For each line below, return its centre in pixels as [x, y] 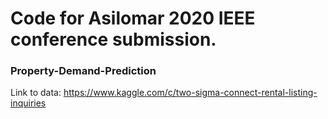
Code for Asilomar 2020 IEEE [133, 18]
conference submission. [113, 39]
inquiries [28, 103]
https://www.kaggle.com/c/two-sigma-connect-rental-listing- [190, 93]
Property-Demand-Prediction [83, 71]
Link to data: [36, 93]
